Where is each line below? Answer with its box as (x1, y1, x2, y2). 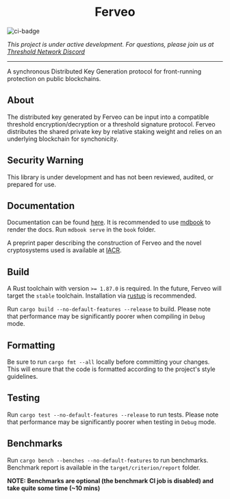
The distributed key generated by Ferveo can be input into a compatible (7, 113, 209, 121)
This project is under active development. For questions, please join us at (7, 40, 214, 48)
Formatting (7, 340, 55, 351)
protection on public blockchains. (7, 74, 101, 82)
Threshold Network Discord (7, 47, 86, 56)
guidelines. (7, 373, 38, 380)
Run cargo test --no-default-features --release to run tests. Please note (7, 410, 219, 419)
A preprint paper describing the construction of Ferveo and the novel (7, 239, 202, 247)
